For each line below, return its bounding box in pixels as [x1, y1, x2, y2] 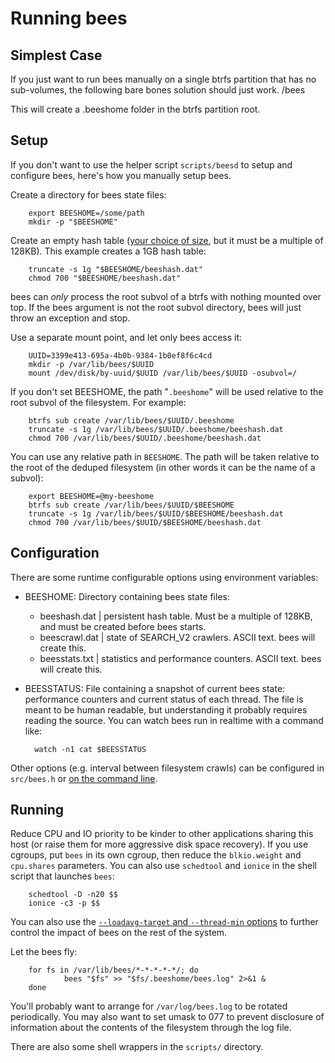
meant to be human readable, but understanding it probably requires [24, 703, 308, 716]
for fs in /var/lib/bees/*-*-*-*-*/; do [28, 965, 199, 976]
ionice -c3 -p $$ [28, 898, 101, 909]
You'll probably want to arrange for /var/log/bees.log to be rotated [10, 1000, 288, 1012]
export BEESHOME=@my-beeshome [28, 491, 155, 501]
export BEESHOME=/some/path [28, 208, 145, 218]
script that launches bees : [10, 870, 115, 882]
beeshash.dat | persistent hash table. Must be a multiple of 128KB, [39, 610, 313, 622]
